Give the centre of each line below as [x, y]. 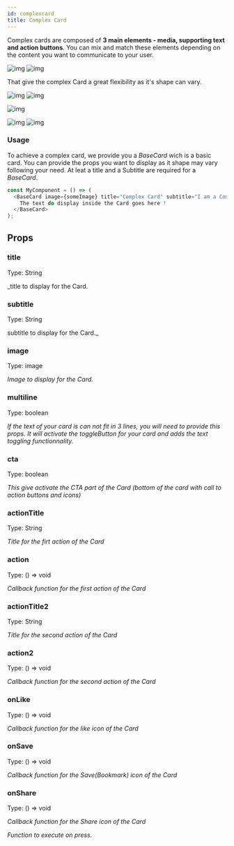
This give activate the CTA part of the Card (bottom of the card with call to [114, 488]
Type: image [25, 366]
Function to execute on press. [50, 835]
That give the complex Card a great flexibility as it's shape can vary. [104, 81]
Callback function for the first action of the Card [77, 588]
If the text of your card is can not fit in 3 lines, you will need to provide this [114, 426]
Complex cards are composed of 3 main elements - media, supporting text [116, 40]
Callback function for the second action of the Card [81, 682]
